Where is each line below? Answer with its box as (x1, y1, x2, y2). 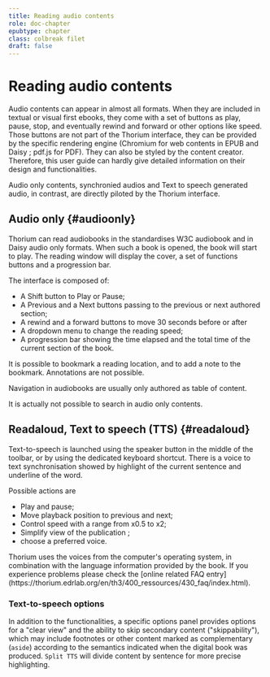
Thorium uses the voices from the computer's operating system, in (8, 552, 232, 562)
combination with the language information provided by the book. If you (8, 560, 249, 570)
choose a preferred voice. (20, 536, 107, 545)
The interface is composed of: (8, 276, 110, 285)
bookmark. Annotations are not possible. (8, 367, 145, 377)
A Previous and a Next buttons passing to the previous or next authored (20, 300, 261, 310)
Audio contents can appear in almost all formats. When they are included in (8, 104, 260, 114)
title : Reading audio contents (8, 11, 115, 20)
